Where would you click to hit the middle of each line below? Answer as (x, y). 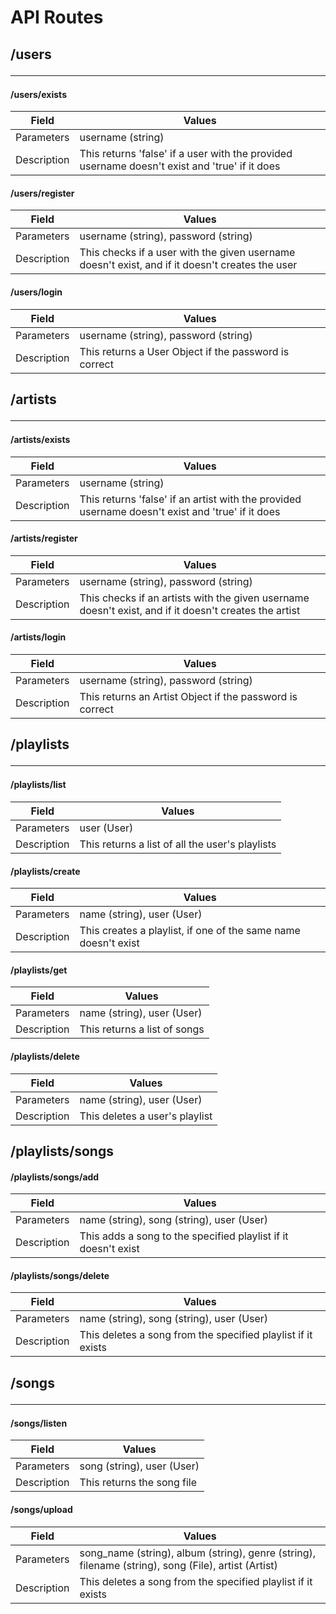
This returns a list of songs (142, 1029)
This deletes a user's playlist (146, 1116)
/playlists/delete (45, 1056)
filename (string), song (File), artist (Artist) (178, 1565)
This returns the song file (138, 1483)
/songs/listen (39, 1423)
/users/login (36, 292)
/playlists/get (39, 970)
